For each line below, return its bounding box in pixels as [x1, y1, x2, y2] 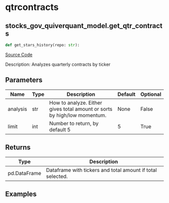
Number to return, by [49, 120, 99, 127]
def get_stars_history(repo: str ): [5, 43, 80, 48]
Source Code [5, 52, 33, 58]
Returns [5, 143, 31, 152]
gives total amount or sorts [49, 105, 113, 112]
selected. [46, 172, 68, 179]
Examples [5, 189, 37, 198]
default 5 [49, 126, 71, 133]
